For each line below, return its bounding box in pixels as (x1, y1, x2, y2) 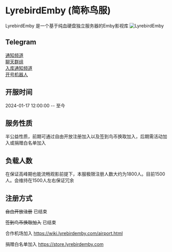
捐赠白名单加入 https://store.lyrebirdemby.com (5, 241, 104, 247)
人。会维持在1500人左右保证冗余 (5, 178, 74, 184)
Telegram (5, 38, 36, 47)
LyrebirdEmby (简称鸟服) (5, 5, 111, 16)
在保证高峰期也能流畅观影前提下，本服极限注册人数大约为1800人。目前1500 (5, 171, 165, 177)
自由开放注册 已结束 (5, 208, 47, 215)
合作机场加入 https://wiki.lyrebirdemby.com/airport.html (5, 230, 123, 236)
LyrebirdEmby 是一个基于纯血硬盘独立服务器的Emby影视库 (5, 23, 129, 29)
